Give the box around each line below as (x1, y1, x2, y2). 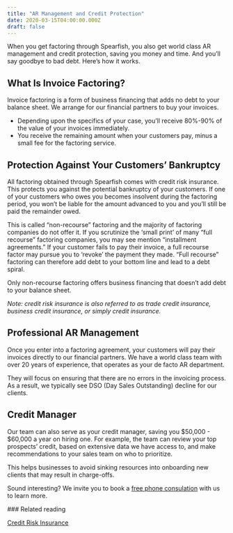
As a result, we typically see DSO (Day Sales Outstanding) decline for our (7, 381, 217, 389)
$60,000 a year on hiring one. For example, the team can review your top (7, 435, 217, 443)
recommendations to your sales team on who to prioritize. (7, 449, 172, 458)
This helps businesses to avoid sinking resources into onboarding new (7, 463, 209, 471)
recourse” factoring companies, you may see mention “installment (7, 235, 197, 244)
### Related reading (7, 504, 66, 513)
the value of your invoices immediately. (17, 124, 130, 132)
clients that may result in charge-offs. (7, 470, 115, 479)
